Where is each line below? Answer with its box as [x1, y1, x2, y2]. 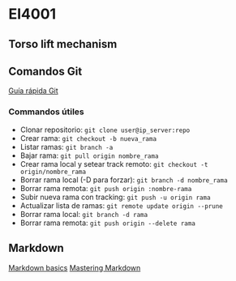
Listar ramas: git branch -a [19, 142, 114, 151]
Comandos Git [8, 64, 83, 78]
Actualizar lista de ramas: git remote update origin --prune [19, 200, 223, 211]
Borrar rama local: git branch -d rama [19, 209, 148, 219]
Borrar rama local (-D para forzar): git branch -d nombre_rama [19, 175, 229, 185]
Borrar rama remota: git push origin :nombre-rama [19, 183, 192, 193]
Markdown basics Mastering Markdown [8, 262, 141, 272]
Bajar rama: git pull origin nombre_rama [19, 151, 159, 160]
